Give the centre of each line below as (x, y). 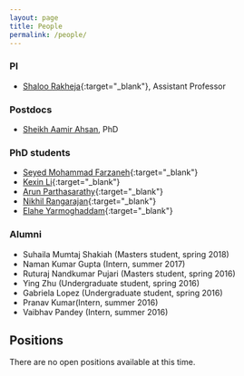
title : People (36, 26)
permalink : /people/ (49, 34)
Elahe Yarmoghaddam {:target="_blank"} (98, 211)
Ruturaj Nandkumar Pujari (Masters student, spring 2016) (129, 274)
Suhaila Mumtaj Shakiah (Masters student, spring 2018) (126, 254)
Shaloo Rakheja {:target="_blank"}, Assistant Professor (124, 86)
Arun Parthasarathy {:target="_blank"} (93, 192)
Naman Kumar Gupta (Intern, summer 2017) (104, 264)
